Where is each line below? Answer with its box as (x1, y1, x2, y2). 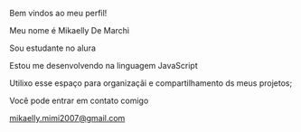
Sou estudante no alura (9, 42, 97, 53)
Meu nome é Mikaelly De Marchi (9, 25, 129, 35)
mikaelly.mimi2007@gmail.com (9, 113, 126, 123)
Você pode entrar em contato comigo (9, 95, 149, 106)
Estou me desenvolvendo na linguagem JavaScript (9, 61, 198, 71)
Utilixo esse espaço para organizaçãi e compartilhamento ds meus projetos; (9, 78, 293, 89)
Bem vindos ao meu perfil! (9, 8, 108, 18)
